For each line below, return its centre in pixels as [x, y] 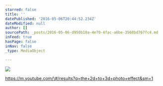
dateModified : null [25, 23]
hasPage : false [21, 42]
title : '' [15, 14]
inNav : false [19, 46]
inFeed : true [19, 37]
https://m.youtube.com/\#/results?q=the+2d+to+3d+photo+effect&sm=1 [79, 78]
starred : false [21, 10]
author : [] [16, 28]
